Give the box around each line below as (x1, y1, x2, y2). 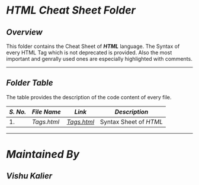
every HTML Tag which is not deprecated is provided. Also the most (6, 49, 172, 56)
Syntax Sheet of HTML (99, 118, 163, 126)
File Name (31, 108, 61, 116)
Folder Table (6, 78, 53, 88)
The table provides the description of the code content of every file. (6, 93, 172, 100)
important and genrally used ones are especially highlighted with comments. (6, 56, 192, 62)
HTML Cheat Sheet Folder (6, 4, 136, 17)
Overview (6, 27, 43, 37)
